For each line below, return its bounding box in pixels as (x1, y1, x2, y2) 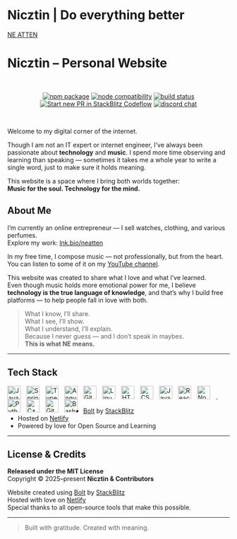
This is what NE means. (24, 339, 95, 348)
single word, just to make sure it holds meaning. (7, 163, 146, 171)
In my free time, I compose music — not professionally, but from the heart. (7, 252, 224, 260)
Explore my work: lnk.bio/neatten (7, 238, 104, 247)
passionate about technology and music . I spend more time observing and (7, 148, 226, 157)
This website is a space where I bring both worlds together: (7, 176, 180, 185)
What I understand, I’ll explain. (24, 325, 113, 333)
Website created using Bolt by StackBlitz (7, 488, 126, 497)
